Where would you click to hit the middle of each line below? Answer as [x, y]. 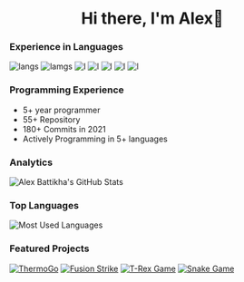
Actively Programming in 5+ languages [95, 139]
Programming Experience [67, 90]
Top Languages [44, 205]
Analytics [31, 162]
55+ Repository [51, 119]
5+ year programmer [61, 110]
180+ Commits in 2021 [64, 129]
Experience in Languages [67, 47]
